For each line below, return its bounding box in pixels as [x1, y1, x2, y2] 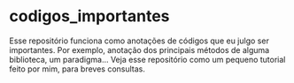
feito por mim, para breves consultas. [9, 64, 146, 74]
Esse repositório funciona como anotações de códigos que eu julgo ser [9, 35, 270, 46]
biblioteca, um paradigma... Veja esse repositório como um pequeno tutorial [9, 54, 286, 64]
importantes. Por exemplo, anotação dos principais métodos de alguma [9, 44, 270, 55]
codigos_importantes [9, 6, 170, 26]
